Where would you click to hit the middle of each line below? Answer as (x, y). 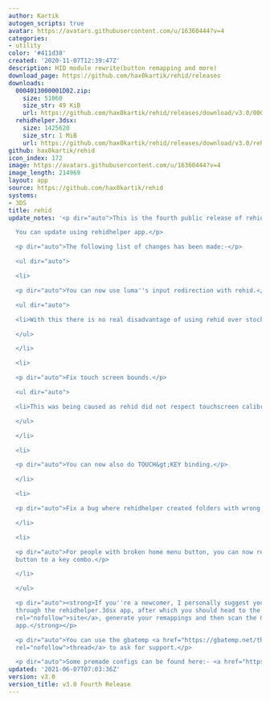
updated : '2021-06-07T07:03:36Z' (64, 670)
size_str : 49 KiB (52, 105)
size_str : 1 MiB (50, 135)
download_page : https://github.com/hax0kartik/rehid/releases (115, 76)
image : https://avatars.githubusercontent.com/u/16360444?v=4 (115, 166)
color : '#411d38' (37, 53)
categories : (28, 38)
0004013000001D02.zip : (53, 91)
